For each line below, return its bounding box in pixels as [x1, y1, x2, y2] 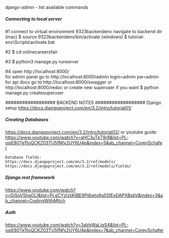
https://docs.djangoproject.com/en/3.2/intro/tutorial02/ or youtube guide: [5, 129, 157, 135]
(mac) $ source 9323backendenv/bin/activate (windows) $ [5, 34, 127, 40]
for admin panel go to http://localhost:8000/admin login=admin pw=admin [5, 73, 159, 80]
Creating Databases [5, 116, 49, 122]
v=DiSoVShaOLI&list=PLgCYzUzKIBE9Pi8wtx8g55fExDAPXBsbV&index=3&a [5, 192, 163, 198]
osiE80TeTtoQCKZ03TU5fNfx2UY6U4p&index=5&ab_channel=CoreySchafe [5, 139, 162, 145]
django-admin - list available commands [5, 5, 89, 10]
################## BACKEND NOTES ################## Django [5, 99, 161, 105]
